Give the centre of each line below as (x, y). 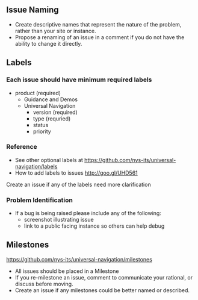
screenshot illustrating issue (59, 220)
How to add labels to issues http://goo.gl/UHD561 (76, 173)
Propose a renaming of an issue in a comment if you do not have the (100, 37)
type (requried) (52, 118)
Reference (22, 147)
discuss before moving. (44, 284)
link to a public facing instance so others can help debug (94, 226)
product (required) (38, 93)
